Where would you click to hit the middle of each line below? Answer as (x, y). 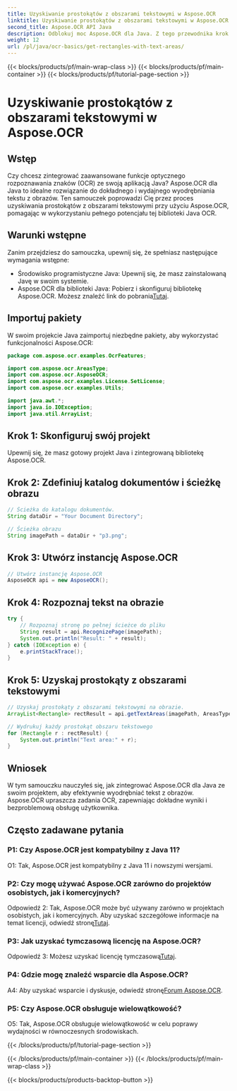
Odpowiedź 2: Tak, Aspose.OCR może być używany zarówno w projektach (116, 908)
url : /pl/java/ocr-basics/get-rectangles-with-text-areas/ (96, 47)
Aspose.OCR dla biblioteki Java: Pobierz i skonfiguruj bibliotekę (110, 288)
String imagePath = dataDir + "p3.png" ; (68, 536)
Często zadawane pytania (66, 830)
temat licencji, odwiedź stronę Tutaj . (59, 923)
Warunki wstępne (47, 235)
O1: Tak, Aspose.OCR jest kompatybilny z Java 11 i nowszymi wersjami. (110, 865)
